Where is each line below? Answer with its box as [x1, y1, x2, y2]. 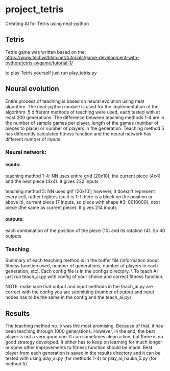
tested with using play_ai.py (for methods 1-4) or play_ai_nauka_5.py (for [5, 355, 157, 361]
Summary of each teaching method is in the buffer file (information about [5, 257, 159, 264]
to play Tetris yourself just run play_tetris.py [5, 69, 97, 76]
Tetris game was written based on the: [5, 49, 86, 55]
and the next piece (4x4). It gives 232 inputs [5, 178, 99, 184]
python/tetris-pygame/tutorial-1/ [5, 60, 73, 66]
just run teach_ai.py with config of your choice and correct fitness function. [5, 273, 164, 280]
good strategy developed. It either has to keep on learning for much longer [5, 339, 162, 345]
